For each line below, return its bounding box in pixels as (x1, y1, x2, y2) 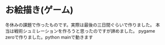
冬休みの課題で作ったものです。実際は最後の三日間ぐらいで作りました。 (5, 22, 155, 28)
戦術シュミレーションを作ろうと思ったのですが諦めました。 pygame (14, 28, 155, 34)
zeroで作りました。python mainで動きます (5, 34, 93, 40)
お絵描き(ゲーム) (5, 4, 74, 16)
